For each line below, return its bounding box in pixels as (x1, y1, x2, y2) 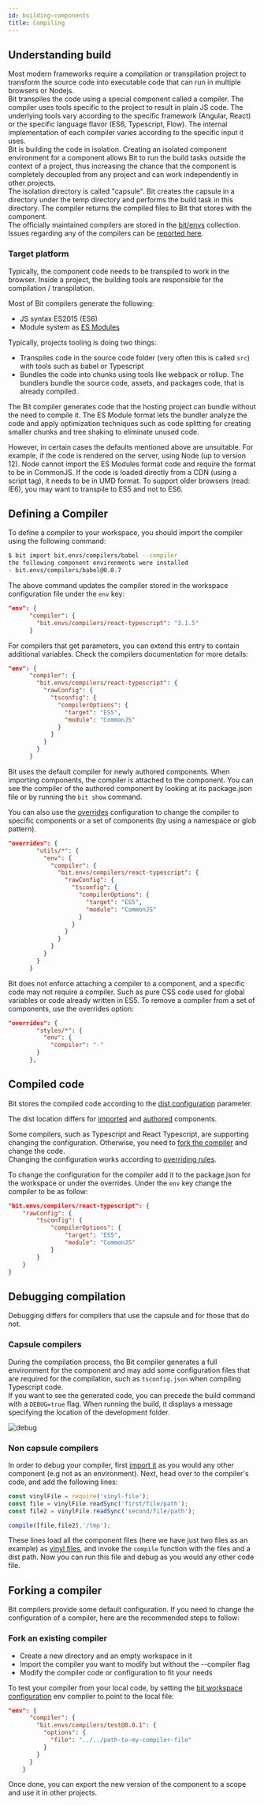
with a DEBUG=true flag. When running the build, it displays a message (8, 1399, 233, 1408)
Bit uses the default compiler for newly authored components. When (8, 767, 230, 776)
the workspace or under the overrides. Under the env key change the (8, 1178, 232, 1188)
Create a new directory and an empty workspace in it (19, 1651, 193, 1660)
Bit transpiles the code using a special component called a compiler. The (8, 94, 244, 104)
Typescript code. (8, 1382, 64, 1392)
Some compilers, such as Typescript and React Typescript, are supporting (8, 1129, 250, 1139)
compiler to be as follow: (8, 1186, 88, 1196)
